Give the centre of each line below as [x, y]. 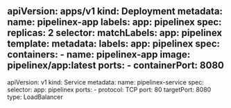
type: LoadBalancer [35, 97]
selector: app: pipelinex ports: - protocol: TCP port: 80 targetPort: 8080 [109, 89]
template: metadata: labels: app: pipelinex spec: [114, 44]
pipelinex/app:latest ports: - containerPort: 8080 [115, 65]
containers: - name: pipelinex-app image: [99, 55]
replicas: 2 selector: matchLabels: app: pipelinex [115, 33]
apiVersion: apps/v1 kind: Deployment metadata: [115, 11]
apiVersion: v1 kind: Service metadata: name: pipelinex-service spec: [106, 82]
